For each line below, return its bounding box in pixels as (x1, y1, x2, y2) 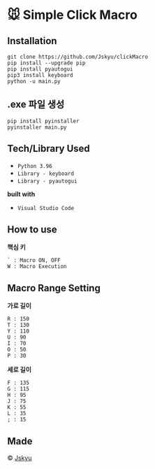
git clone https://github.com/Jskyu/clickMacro (7, 53, 149, 60)
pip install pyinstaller (7, 118, 80, 125)
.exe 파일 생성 (7, 99, 65, 111)
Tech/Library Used (7, 143, 91, 155)
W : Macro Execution (7, 263, 68, 270)
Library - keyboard (17, 170, 75, 177)
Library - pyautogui (17, 177, 77, 185)
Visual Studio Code (17, 204, 75, 211)
